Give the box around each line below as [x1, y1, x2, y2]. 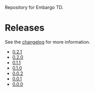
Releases [5, 22, 44, 34]
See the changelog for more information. [5, 39, 90, 45]
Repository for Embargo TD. [5, 5, 63, 10]
